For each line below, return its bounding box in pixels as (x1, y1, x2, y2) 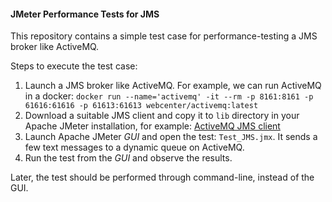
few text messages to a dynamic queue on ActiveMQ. (24, 141, 245, 154)
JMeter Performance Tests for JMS (10, 8, 160, 20)
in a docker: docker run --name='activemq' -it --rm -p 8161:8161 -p (24, 90, 314, 102)
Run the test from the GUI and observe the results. (24, 152, 233, 164)
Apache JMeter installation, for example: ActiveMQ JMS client (24, 120, 281, 132)
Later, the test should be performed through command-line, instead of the (10, 171, 315, 184)
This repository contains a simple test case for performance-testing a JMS (10, 30, 318, 42)
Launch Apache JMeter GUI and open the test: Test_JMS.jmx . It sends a (24, 131, 318, 143)
